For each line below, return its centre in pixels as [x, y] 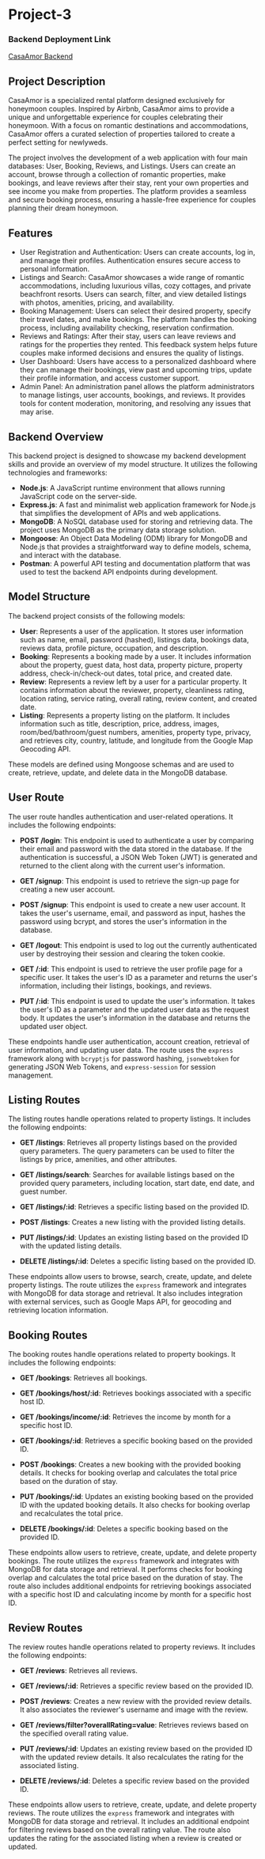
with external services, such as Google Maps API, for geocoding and [120, 1302]
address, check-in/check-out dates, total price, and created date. [126, 673]
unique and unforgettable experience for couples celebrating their [116, 117]
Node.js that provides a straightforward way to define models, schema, [135, 547]
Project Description [57, 81]
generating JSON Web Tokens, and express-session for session [112, 1066]
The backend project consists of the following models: [97, 615]
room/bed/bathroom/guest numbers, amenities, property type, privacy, [135, 732]
